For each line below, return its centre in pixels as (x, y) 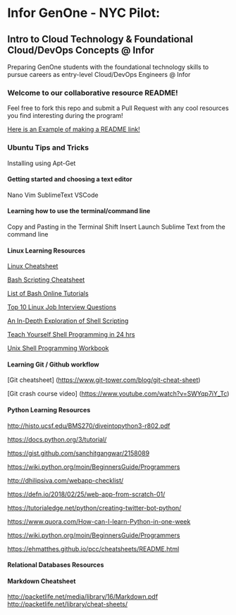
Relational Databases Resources (56, 565)
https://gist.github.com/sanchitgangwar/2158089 (79, 453)
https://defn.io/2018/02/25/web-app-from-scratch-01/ (86, 494)
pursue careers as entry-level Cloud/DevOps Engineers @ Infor (99, 74)
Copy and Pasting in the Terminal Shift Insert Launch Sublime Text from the (116, 227)
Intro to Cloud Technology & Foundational (100, 39)
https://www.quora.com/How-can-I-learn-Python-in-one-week (99, 521)
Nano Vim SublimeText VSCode (53, 195)
